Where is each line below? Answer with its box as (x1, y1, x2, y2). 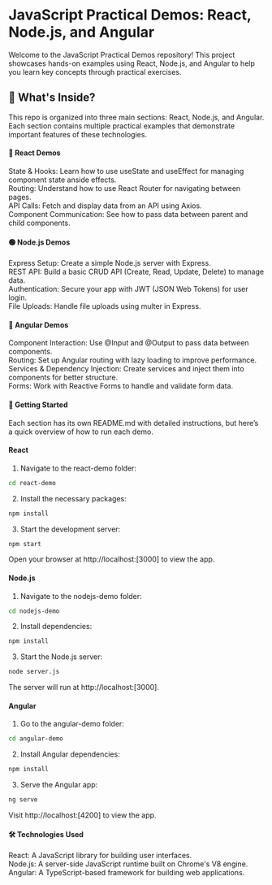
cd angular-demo (8, 735, 63, 743)
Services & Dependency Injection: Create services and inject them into (8, 364, 245, 374)
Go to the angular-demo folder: (19, 719, 124, 729)
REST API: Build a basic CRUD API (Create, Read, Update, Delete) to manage (8, 267, 265, 277)
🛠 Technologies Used (8, 829, 84, 839)
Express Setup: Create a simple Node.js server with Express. (8, 258, 211, 268)
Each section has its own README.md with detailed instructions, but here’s (8, 418, 259, 427)
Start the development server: (19, 524, 121, 534)
